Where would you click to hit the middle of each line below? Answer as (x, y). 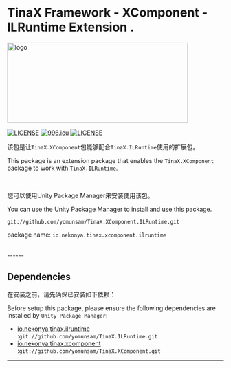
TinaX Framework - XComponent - (108, 13)
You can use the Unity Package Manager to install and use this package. (110, 209)
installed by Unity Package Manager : (57, 315)
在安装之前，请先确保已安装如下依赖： (61, 294)
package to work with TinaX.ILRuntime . (63, 168)
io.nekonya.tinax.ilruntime (54, 329)
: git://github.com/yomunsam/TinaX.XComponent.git (89, 350)
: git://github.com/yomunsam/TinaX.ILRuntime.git (87, 336)
